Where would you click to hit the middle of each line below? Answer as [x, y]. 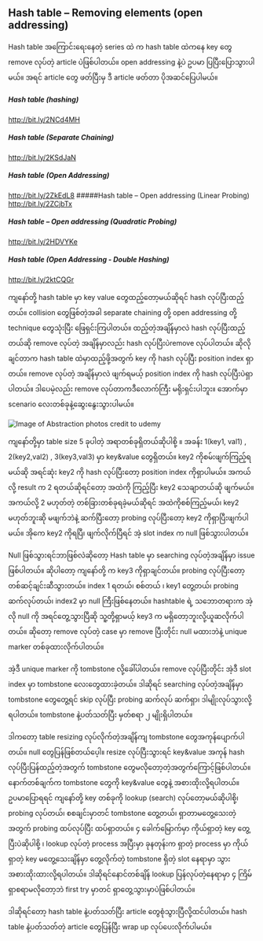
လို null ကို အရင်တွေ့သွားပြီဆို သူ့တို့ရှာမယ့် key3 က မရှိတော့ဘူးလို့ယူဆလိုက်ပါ [126, 616]
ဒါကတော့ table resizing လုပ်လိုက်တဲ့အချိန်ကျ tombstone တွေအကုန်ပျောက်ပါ [126, 736]
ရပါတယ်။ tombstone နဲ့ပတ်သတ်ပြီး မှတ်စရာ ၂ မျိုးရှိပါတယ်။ [100, 714]
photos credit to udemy [123, 424]
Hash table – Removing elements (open [106, 13]
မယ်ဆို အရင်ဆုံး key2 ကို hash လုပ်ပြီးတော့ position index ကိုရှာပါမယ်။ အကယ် [130, 472]
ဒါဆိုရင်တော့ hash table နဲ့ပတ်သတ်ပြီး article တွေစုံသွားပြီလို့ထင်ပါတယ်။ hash [128, 911]
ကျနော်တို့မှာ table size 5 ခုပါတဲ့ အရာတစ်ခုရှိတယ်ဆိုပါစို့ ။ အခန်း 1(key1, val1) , [128, 441]
